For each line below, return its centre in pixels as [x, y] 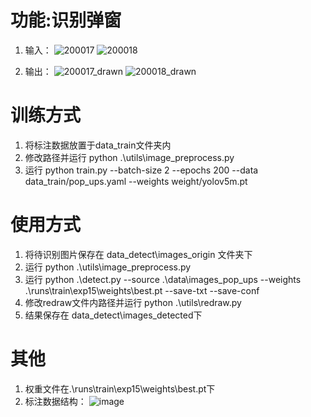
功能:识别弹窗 [66, 20]
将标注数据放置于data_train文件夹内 [98, 145]
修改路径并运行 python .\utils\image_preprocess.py [129, 157]
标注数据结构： [55, 401]
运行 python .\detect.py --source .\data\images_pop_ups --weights [163, 279]
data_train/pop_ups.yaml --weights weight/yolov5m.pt [136, 181]
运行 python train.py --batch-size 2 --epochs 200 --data [141, 170]
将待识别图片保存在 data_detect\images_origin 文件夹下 [138, 254]
